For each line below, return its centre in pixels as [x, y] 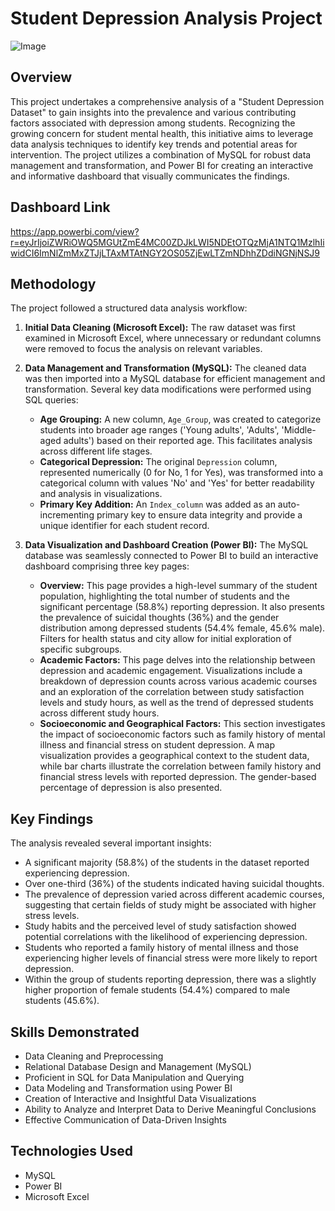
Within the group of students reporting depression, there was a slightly [170, 979]
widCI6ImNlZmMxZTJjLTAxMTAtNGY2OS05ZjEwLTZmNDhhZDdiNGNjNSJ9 [165, 253]
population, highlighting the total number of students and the [164, 596]
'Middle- [299, 430]
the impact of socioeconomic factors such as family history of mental [182, 734]
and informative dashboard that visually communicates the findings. [150, 176]
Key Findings [52, 818]
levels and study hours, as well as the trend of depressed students [176, 703]
